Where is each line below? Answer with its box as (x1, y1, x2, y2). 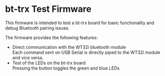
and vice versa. (12, 54, 44, 60)
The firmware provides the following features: (5, 35, 98, 40)
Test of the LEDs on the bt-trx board (12, 60, 86, 66)
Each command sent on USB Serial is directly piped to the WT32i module (12, 49, 161, 55)
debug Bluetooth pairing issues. (5, 25, 70, 31)
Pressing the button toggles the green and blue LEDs (12, 65, 120, 71)
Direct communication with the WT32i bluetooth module (12, 44, 126, 50)
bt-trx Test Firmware (5, 3, 92, 15)
